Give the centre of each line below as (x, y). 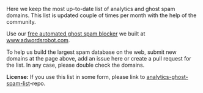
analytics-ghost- (167, 77)
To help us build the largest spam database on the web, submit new (91, 52)
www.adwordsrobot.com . (38, 40)
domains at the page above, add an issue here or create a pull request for (99, 58)
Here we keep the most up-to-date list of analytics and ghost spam (91, 9)
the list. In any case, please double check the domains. (76, 65)
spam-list (18, 83)
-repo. (38, 83)
